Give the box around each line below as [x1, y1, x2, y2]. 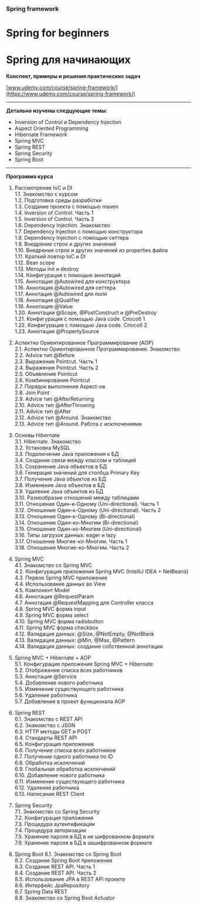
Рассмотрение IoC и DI [14, 184, 73, 192]
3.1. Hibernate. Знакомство [14, 438, 81, 445]
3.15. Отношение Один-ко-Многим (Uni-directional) [14, 525, 142, 533]
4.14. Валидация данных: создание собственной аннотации [14, 643, 163, 650]
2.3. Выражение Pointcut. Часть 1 [14, 358, 98, 365]
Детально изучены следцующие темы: [6, 108, 108, 115]
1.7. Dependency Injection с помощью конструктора [14, 228, 143, 235]
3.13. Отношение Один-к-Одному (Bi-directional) [14, 513, 135, 520]
